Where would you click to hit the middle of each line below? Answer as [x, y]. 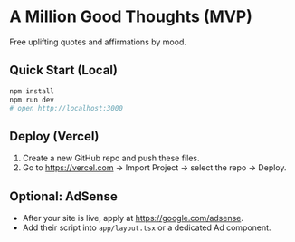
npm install [32, 91]
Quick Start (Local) [63, 70]
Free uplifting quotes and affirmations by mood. [98, 42]
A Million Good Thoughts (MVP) [131, 17]
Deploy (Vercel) [54, 136]
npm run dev [32, 100]
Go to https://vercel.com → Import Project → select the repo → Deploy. [154, 168]
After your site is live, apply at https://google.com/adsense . [133, 218]
